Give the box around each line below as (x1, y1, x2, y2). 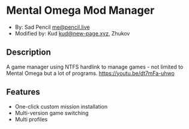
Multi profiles (14, 115, 48, 123)
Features (6, 87, 40, 97)
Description (6, 47, 51, 58)
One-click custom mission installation (14, 103, 108, 110)
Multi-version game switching (14, 109, 89, 116)
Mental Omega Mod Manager (6, 4, 155, 17)
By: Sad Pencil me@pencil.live (14, 23, 90, 31)
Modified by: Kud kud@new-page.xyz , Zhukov (14, 29, 130, 37)
